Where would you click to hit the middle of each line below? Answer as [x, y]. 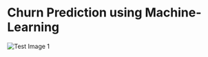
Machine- [173, 13]
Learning [33, 27]
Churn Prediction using [75, 13]
